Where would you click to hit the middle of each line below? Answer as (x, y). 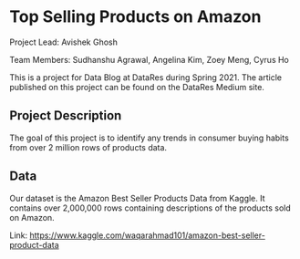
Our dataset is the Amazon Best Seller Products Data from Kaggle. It (138, 198)
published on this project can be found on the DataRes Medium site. (137, 87)
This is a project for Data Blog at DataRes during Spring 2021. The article (146, 77)
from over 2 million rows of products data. (88, 147)
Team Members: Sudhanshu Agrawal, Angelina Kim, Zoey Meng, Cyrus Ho (150, 59)
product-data (34, 244)
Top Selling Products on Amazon (135, 17)
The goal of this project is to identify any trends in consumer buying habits (149, 138)
